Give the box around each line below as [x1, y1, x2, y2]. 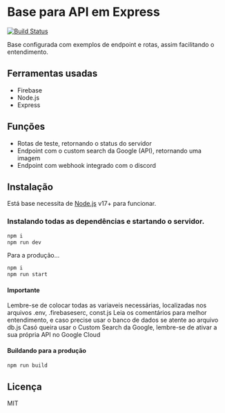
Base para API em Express [7, 4, 160, 20]
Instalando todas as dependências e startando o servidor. [7, 217, 205, 227]
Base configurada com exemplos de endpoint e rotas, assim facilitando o [7, 40, 215, 48]
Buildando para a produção [7, 346, 86, 354]
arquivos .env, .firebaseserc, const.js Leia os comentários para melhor [7, 309, 207, 317]
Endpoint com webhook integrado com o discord [17, 161, 157, 169]
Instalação [7, 181, 54, 193]
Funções [7, 121, 46, 133]
